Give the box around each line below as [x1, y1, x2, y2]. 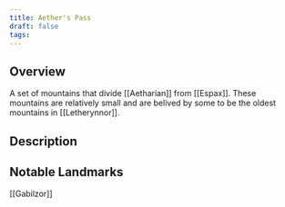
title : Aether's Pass [9, 13, 92, 23]
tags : [9, 30, 30, 39]
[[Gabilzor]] [9, 188, 53, 200]
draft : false [9, 22, 59, 31]
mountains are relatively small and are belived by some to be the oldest [9, 97, 276, 109]
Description [9, 133, 77, 149]
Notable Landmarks [9, 164, 124, 180]
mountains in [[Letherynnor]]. [9, 107, 120, 118]
